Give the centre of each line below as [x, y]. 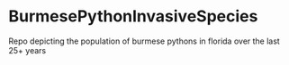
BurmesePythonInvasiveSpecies [133, 16]
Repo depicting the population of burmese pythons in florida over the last [144, 41]
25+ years [27, 50]
